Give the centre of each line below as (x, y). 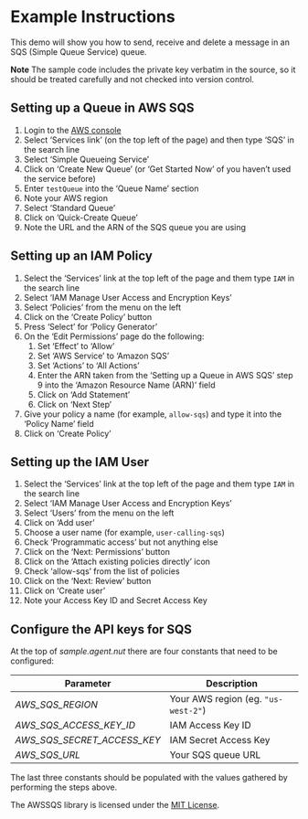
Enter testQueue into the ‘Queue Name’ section (111, 188)
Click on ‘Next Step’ (74, 404)
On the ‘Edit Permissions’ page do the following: (114, 336)
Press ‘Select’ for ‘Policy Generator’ (90, 326)
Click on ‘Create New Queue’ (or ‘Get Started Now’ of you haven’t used (157, 169)
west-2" (186, 711)
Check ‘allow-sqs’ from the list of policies (102, 571)
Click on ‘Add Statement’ (84, 394)
